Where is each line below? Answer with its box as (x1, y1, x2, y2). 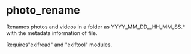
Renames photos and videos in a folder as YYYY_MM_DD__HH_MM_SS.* (6, 23, 186, 30)
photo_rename (6, 4, 80, 17)
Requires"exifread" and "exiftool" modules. (6, 41, 113, 48)
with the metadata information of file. (6, 29, 98, 36)
